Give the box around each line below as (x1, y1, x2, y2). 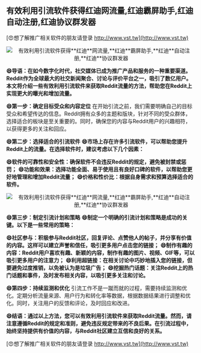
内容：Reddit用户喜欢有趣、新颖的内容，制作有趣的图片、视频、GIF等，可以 (6, 249, 195, 256)
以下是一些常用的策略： (16, 221, 75, 229)
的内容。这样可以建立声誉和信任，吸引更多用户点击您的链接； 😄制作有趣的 (6, 241, 193, 248)
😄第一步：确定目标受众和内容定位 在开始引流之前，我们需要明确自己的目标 (6, 102, 193, 109)
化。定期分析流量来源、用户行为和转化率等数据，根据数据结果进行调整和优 (6, 292, 191, 299)
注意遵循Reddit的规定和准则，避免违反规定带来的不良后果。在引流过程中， (6, 319, 191, 327)
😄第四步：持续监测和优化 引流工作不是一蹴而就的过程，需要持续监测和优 (6, 284, 188, 292)
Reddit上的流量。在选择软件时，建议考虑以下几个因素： (6, 145, 144, 152)
